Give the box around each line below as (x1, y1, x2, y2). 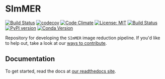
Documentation (5, 55, 55, 63)
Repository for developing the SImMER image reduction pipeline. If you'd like (5, 35, 160, 41)
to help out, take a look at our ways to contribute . (5, 40, 107, 46)
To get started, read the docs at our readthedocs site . (5, 68, 117, 74)
